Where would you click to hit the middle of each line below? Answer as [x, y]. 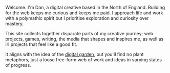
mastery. [15, 23]
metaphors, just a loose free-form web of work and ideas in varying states [84, 60]
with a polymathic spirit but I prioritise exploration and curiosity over [77, 18]
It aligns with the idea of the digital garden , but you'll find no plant [75, 54]
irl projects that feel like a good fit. [41, 44]
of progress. [18, 65]
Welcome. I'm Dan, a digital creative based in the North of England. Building [85, 7]
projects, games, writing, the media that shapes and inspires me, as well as [84, 39]
